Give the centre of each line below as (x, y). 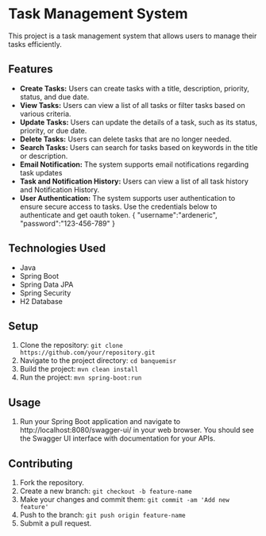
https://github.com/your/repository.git (87, 353)
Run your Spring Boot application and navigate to (100, 422)
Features (31, 69)
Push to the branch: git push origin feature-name (103, 515)
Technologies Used (57, 248)
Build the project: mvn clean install (79, 369)
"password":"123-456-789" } (67, 223)
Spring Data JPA (46, 284)
